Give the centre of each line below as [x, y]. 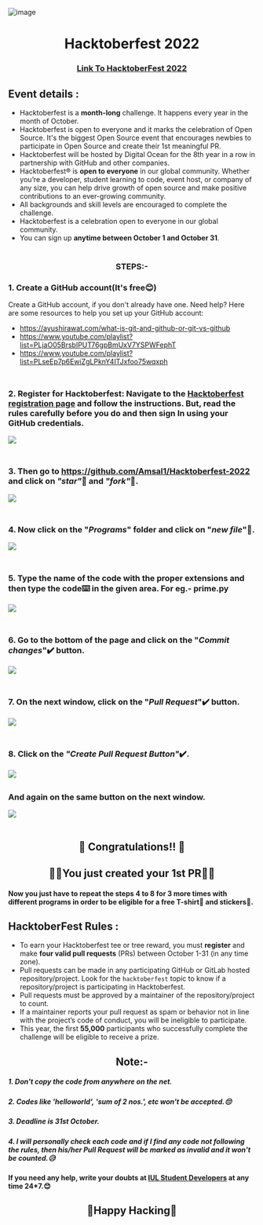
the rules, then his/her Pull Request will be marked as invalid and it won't [130, 1150]
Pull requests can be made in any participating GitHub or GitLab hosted [135, 971]
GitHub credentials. [46, 422]
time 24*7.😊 [29, 1186]
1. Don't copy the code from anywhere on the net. [90, 1082]
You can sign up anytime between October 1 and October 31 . [119, 238]
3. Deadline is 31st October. [54, 1121]
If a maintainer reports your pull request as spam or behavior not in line [134, 1012]
